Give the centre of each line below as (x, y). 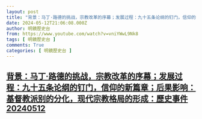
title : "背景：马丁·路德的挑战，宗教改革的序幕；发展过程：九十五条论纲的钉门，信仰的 (101, 17)
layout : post (23, 12)
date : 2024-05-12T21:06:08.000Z (47, 23)
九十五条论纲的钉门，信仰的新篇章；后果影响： (109, 88)
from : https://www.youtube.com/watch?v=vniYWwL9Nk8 (72, 34)
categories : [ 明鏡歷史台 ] (39, 51)
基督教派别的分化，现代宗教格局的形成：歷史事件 (97, 99)
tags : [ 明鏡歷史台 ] (31, 39)
